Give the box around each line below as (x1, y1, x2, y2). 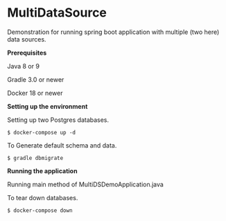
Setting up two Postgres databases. (7, 116, 110, 124)
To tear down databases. (7, 193, 78, 202)
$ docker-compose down (7, 206, 73, 214)
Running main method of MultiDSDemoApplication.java (7, 180, 164, 188)
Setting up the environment (7, 102, 88, 110)
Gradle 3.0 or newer (7, 75, 64, 84)
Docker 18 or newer (7, 89, 63, 97)
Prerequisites (7, 48, 47, 57)
